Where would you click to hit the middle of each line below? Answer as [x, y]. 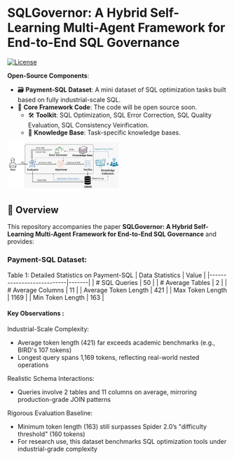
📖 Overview [33, 210]
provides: [21, 242]
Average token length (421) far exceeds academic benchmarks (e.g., [116, 342]
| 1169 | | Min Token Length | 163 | [56, 297]
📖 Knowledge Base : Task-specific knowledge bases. [104, 132]
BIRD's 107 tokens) [44, 350]
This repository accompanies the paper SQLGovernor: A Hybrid [100, 227]
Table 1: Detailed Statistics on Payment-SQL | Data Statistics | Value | [107, 275]
